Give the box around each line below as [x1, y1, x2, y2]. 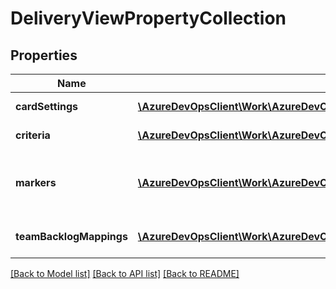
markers [15, 176, 57, 189]
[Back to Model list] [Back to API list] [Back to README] [10, 268, 240, 279]
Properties [10, 47, 78, 64]
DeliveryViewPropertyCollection [10, 7, 287, 30]
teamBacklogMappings [15, 230, 128, 243]
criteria [15, 128, 51, 142]
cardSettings [15, 100, 78, 113]
